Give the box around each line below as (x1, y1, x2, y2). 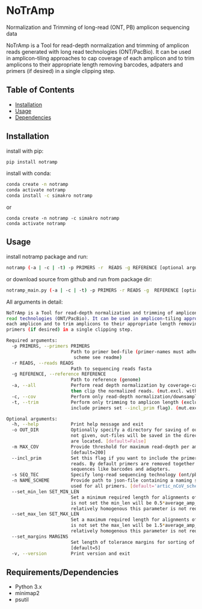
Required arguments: (6, 337, 58, 344)
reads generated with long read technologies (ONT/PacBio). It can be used (6, 48, 191, 55)
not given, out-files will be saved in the (70, 433, 182, 439)
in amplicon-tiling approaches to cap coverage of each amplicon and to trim (6, 54, 194, 62)
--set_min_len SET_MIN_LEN (11, 488, 79, 495)
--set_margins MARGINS (11, 534, 69, 540)
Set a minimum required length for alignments (70, 494, 189, 500)
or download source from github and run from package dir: (6, 275, 152, 282)
